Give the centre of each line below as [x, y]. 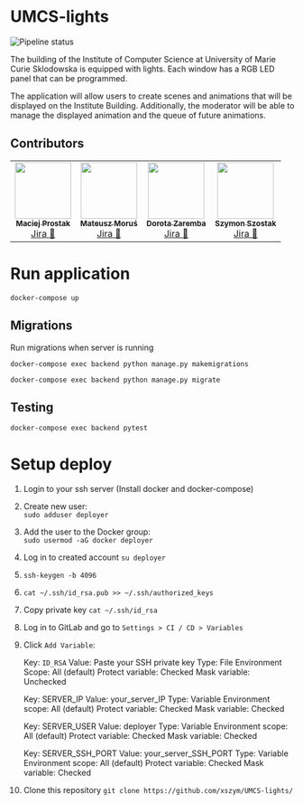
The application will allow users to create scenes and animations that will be [151, 96]
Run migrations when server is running [82, 347]
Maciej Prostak [43, 223]
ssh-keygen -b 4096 [60, 576]
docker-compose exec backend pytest [79, 428]
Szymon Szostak [246, 223]
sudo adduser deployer [66, 516]
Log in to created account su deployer [94, 557]
